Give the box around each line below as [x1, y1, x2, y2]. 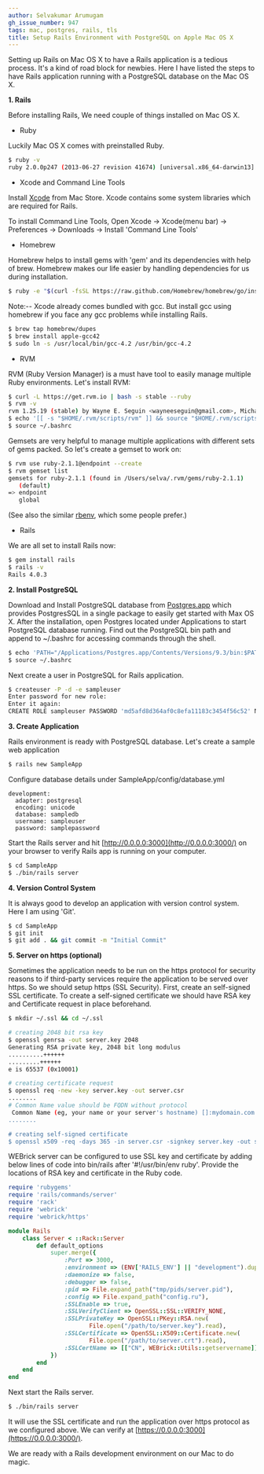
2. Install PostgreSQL [8, 585, 79, 594]
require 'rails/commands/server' [8, 1191, 118, 1199]
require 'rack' [8, 1198, 58, 1207]
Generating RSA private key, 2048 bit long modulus [8, 1043, 181, 1051]
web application [8, 745, 60, 755]
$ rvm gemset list [8, 467, 68, 475]
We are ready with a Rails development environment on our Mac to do [8, 1449, 234, 1458]
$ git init [8, 929, 44, 937]
